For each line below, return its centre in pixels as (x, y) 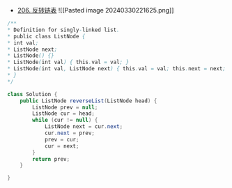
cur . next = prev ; (70, 133)
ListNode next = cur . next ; (84, 127)
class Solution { (32, 94)
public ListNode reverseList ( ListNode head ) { (88, 101)
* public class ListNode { (46, 36)
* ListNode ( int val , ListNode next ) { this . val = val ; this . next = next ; (117, 69)
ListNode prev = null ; (65, 107)
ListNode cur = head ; (64, 113)
